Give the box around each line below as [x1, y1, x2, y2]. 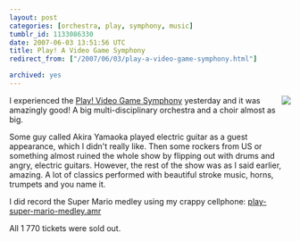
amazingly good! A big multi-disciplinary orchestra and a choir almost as [9, 104, 276, 115]
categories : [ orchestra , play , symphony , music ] [9, 21, 194, 30]
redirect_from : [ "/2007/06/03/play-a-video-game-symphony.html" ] [9, 54, 257, 63]
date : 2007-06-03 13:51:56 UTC [9, 37, 126, 47]
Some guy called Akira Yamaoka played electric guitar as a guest [9, 131, 248, 142]
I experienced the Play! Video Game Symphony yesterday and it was [9, 95, 261, 105]
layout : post [9, 12, 58, 22]
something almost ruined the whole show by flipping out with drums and [9, 150, 275, 161]
